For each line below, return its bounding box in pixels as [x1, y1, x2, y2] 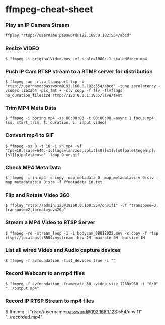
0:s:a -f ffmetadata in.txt [43, 179, 102, 185]
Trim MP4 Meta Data [5, 105, 57, 111]
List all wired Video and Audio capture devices [5, 247, 121, 254]
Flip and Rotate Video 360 [5, 191, 70, 198]
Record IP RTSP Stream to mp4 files [5, 297, 94, 304]
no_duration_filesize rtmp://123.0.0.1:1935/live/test [5, 92, 123, 98]
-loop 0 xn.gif [48, 152, 80, 157]
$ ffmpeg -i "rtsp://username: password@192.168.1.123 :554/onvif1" [5, 309, 142, 315]
